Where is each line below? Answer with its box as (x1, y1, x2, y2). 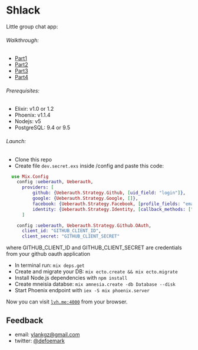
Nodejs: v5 (14, 118, 41, 125)
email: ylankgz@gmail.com (14, 331, 80, 338)
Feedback (6, 315, 44, 325)
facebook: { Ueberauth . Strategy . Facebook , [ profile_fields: (32, 201, 181, 207)
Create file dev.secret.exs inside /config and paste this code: (14, 162, 164, 169)
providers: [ (21, 184, 54, 190)
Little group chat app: (6, 23, 58, 30)
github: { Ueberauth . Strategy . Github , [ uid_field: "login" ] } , (32, 190, 186, 196)
